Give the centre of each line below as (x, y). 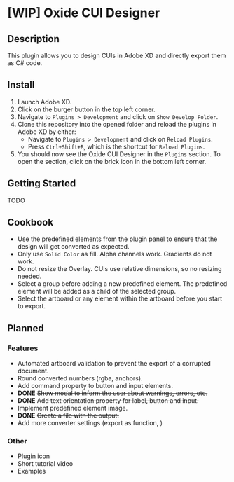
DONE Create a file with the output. (68, 415)
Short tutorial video (45, 464)
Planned (26, 328)
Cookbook (30, 222)
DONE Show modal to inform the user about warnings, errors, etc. (112, 393)
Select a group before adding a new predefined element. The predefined (122, 284)
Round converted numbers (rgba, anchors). (80, 378)
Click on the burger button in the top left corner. (86, 109)
